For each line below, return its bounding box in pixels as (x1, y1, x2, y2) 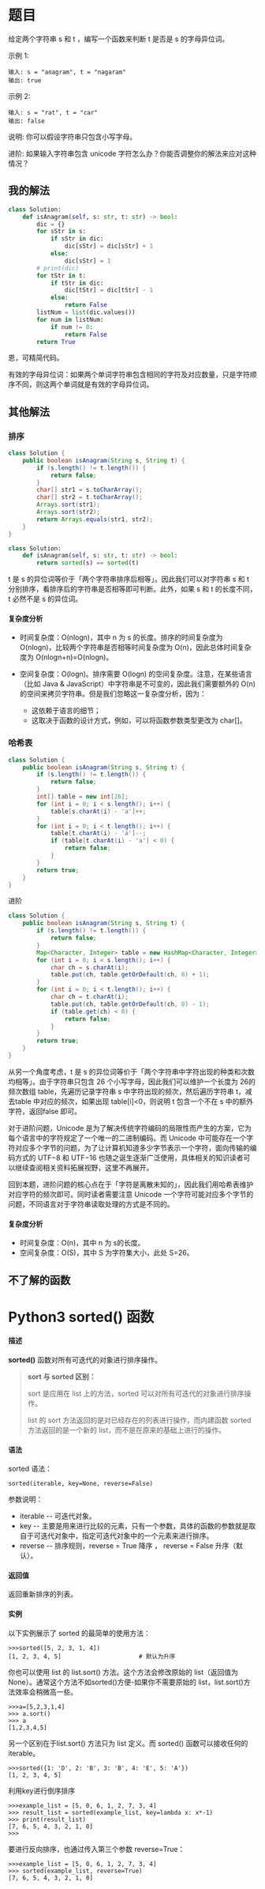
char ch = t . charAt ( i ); (50, 993, 129, 1001)
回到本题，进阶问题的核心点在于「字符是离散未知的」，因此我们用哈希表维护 (8, 1179, 254, 1189)
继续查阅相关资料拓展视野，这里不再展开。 (14, 1162, 154, 1172)
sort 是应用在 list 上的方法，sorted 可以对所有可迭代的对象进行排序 (27, 1388, 244, 1398)
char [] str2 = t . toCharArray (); (36, 493, 144, 501)
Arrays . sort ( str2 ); (36, 508, 101, 516)
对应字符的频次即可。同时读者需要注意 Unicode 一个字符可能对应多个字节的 (8, 1189, 254, 1199)
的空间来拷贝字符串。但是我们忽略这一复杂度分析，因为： (19, 689, 207, 699)
